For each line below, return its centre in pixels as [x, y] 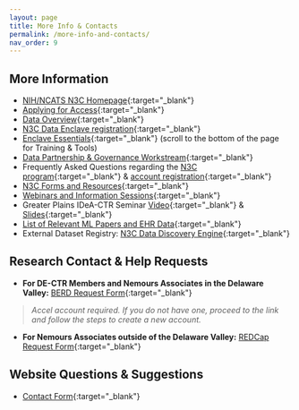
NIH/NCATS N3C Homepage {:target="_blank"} [108, 100]
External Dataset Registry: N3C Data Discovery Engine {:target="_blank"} [156, 234]
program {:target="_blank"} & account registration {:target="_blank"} [147, 176]
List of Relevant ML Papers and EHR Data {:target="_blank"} [132, 224]
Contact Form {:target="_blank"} [81, 396]
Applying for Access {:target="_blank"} [93, 110]
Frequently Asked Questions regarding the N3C [110, 167]
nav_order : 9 [34, 43]
